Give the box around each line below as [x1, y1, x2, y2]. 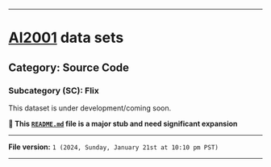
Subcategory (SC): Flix [8, 85, 99, 96]
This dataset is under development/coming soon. [8, 102, 172, 113]
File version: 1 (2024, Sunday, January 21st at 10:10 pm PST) [8, 142, 219, 152]
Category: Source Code [8, 61, 130, 74]
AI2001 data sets [8, 29, 124, 47]
